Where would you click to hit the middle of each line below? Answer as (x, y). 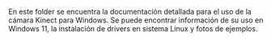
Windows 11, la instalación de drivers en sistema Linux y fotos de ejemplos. (133, 29)
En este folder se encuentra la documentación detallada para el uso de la (130, 12)
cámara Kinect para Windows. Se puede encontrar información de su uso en (136, 20)
